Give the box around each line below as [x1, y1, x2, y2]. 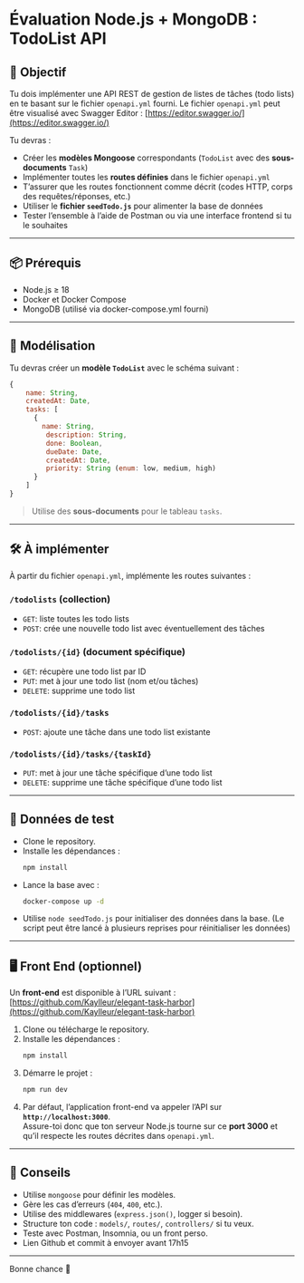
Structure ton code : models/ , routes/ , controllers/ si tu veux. [22, 1218, 255, 1229]
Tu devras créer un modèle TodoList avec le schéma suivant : [9, 362, 240, 373]
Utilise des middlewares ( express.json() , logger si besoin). [22, 1208, 243, 1219]
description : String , [45, 430, 128, 439]
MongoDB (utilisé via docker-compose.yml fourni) [22, 304, 209, 314]
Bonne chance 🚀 [9, 1263, 71, 1274]
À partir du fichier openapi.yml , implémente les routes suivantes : [9, 570, 252, 581]
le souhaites [22, 220, 68, 230]
